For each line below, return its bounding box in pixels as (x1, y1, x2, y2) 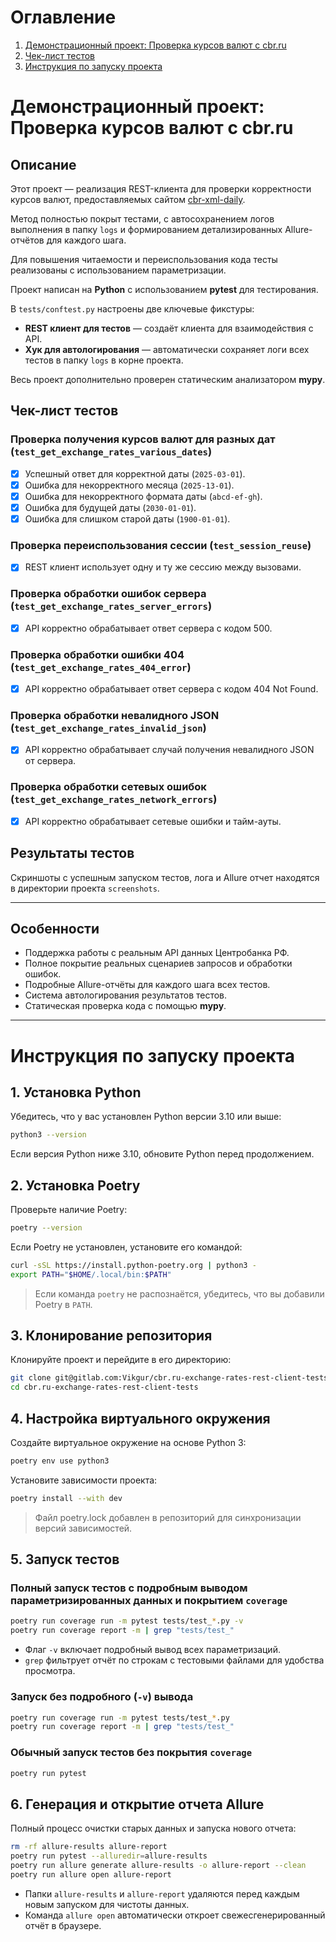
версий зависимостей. (34, 1522, 133, 1534)
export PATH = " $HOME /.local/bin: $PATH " (10, 1269, 172, 1280)
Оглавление (10, 6, 117, 29)
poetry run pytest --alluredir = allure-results (10, 1851, 208, 1861)
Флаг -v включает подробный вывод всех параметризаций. (24, 1644, 281, 1656)
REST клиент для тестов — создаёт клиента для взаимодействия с (24, 322, 314, 334)
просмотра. (24, 1665, 76, 1677)
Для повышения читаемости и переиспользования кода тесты (10, 253, 278, 265)
